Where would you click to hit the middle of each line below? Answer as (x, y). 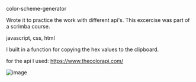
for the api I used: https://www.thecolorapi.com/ (65, 61)
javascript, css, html (30, 38)
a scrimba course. (28, 26)
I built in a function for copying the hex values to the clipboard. (83, 49)
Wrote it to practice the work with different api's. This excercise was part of (98, 20)
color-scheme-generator (36, 9)
